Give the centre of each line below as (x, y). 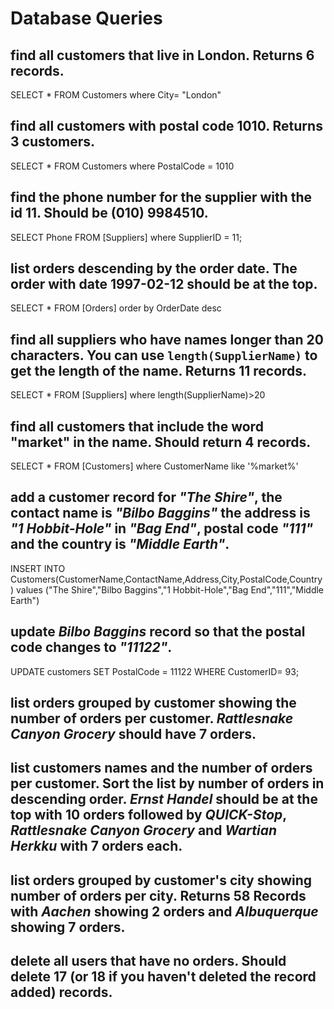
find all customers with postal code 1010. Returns (166, 126)
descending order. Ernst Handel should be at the (164, 799)
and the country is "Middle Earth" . (120, 544)
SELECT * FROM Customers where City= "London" (116, 95)
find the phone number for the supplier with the (161, 197)
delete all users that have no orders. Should (148, 961)
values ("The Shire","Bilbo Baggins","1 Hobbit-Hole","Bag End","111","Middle (170, 589)
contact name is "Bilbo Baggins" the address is (160, 513)
